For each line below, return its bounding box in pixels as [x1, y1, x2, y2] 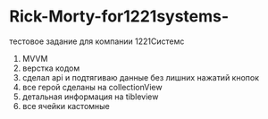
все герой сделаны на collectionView [21, 81, 163, 92]
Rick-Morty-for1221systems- [9, 6, 230, 27]
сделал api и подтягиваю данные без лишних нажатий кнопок [21, 72, 260, 82]
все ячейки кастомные [21, 100, 110, 111]
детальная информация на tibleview [21, 91, 159, 102]
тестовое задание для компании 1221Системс [9, 36, 185, 47]
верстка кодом [21, 63, 80, 73]
